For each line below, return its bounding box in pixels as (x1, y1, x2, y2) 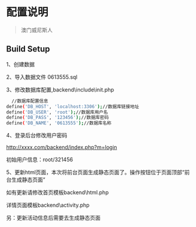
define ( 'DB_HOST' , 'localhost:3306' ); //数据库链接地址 (6, 103, 139, 109)
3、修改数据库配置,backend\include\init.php (6, 86, 115, 93)
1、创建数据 (6, 60, 35, 68)
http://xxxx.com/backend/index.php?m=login (6, 144, 118, 151)
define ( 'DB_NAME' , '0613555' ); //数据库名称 (6, 120, 112, 126)
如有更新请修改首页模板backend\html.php (6, 189, 109, 196)
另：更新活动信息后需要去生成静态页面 (6, 214, 100, 222)
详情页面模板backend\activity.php (6, 201, 90, 209)
